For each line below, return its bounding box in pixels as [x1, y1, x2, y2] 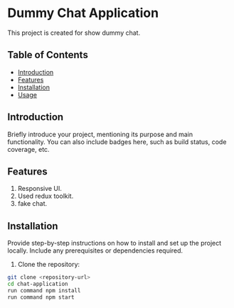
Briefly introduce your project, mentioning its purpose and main [7, 130, 193, 138]
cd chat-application [7, 280, 69, 288]
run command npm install [7, 287, 81, 294]
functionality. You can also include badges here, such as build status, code [7, 137, 227, 146]
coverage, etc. [7, 145, 50, 153]
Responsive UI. [17, 185, 63, 193]
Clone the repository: [17, 260, 80, 269]
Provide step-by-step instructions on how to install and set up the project [7, 239, 222, 248]
